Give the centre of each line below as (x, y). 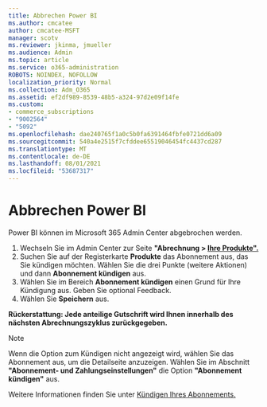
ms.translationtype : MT (48, 149)
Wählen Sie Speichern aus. (64, 299)
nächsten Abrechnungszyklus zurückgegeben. (88, 323)
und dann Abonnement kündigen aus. (83, 273)
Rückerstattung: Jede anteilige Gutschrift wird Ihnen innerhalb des (121, 314)
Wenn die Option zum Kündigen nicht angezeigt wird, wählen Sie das (121, 353)
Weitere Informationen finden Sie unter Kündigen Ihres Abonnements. (122, 394)
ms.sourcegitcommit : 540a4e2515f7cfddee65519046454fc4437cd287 (115, 141)
